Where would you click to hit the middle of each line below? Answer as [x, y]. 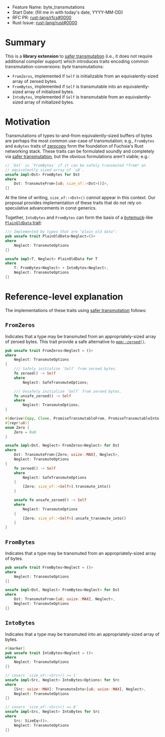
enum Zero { [17, 427]
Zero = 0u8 [25, 432]
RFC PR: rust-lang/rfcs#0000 [42, 17]
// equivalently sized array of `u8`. [45, 170]
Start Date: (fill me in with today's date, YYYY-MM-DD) [68, 12]
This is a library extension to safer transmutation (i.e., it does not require [79, 56]
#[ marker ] [15, 648]
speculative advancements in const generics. [51, 208]
